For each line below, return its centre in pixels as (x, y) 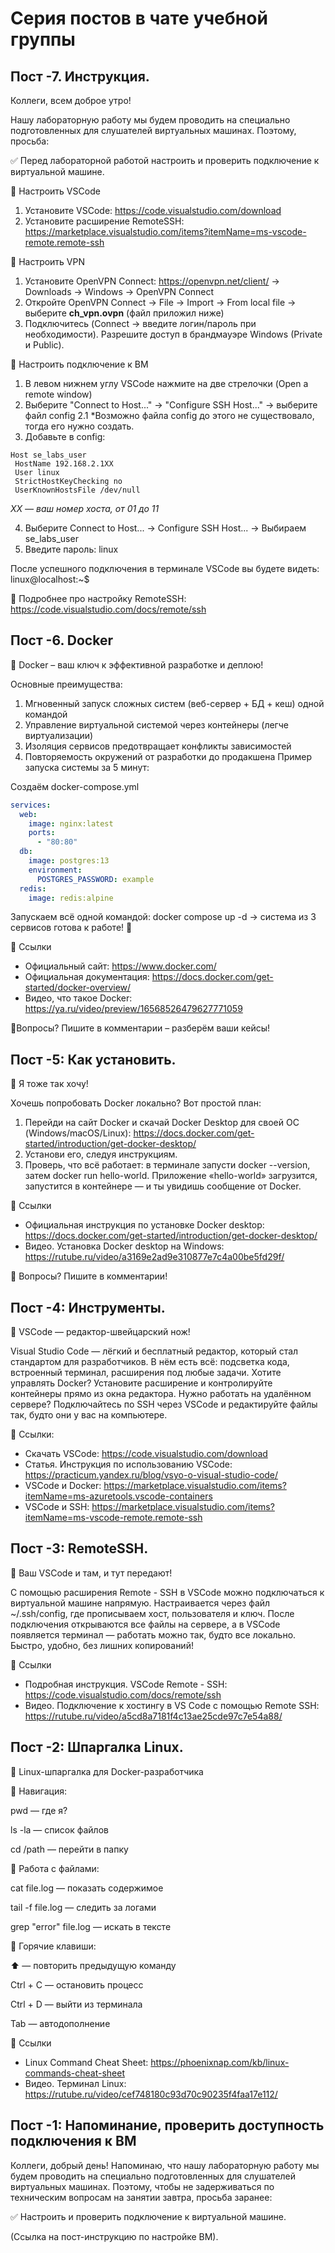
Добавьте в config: (65, 436)
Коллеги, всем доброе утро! (71, 100)
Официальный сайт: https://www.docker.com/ (120, 966)
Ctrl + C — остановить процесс (77, 1984)
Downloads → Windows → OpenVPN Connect (119, 291)
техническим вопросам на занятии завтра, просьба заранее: (141, 2197)
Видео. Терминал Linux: (75, 2083)
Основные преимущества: (66, 684)
